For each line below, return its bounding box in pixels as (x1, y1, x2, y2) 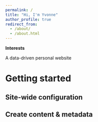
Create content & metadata (5, 110, 93, 118)
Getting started (5, 73, 71, 84)
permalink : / (5, 7, 33, 13)
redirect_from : (5, 21, 38, 27)
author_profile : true (5, 17, 52, 22)
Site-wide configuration (5, 93, 83, 102)
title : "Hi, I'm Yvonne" (5, 12, 58, 17)
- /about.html (10, 31, 40, 36)
